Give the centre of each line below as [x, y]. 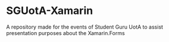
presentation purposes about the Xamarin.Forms [65, 33]
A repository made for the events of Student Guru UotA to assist [85, 27]
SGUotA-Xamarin [50, 11]
